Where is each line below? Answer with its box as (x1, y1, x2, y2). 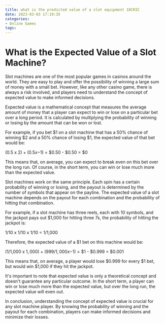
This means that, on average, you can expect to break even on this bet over (5, 159, 159, 165)
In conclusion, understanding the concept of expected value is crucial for (5, 298, 154, 304)
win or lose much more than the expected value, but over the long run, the (5, 284, 156, 289)
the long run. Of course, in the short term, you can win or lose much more (5, 164, 155, 170)
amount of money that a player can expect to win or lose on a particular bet (5, 109, 158, 115)
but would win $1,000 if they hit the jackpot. (5, 263, 94, 269)
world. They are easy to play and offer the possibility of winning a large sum (5, 79, 159, 85)
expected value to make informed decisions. (5, 95, 95, 101)
